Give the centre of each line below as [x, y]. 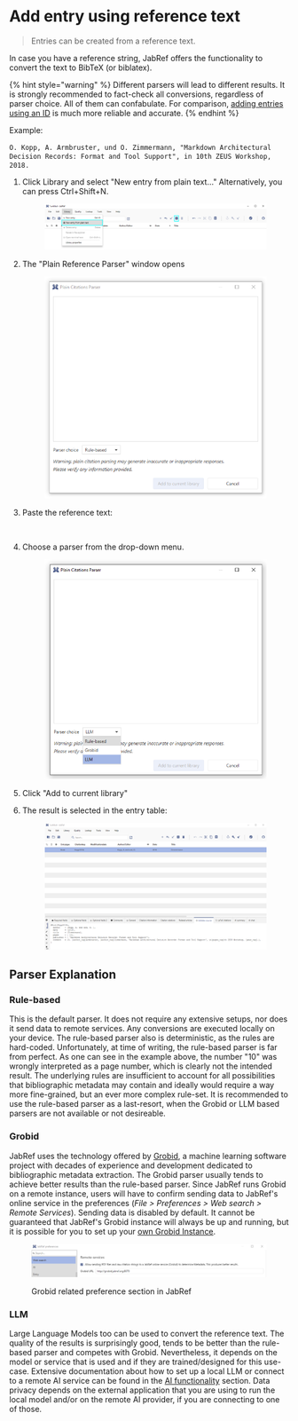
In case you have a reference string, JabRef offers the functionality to [136, 58]
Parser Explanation [63, 975]
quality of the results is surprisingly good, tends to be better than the [135, 1343]
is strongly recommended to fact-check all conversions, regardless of [137, 94]
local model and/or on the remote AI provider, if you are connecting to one [145, 1399]
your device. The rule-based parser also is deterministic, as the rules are [142, 1038]
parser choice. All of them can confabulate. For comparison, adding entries [146, 103]
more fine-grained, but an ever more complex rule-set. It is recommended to [149, 1094]
